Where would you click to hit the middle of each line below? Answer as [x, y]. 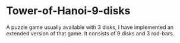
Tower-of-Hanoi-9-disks [68, 11]
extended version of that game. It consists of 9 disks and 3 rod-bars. [90, 33]
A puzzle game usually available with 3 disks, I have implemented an [90, 27]
